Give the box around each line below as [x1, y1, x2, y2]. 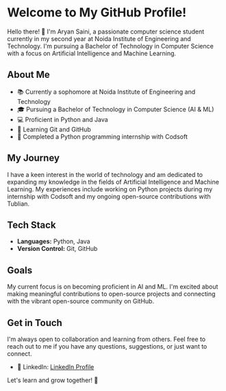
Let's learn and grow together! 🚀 [7, 376, 99, 384]
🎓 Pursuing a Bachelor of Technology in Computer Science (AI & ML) [16, 105, 214, 113]
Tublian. [7, 200, 29, 208]
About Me [7, 69, 50, 81]
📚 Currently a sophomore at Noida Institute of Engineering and [16, 87, 196, 96]
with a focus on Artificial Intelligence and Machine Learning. [7, 49, 177, 57]
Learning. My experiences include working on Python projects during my [7, 185, 213, 193]
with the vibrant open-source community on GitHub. [7, 297, 155, 306]
